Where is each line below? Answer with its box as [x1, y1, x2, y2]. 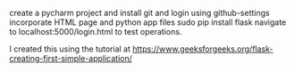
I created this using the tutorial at [9, 44, 131, 54]
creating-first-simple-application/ [9, 53, 132, 63]
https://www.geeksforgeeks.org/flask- [132, 44, 274, 54]
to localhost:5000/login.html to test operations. [9, 27, 182, 36]
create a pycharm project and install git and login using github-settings [9, 8, 270, 18]
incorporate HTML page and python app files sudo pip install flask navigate [9, 17, 287, 28]
